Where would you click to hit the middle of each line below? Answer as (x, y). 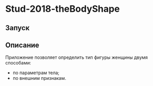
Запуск (17, 28)
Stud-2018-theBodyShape (63, 9)
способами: (18, 63)
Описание (22, 45)
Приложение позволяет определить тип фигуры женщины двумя (77, 57)
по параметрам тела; (36, 73)
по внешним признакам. (39, 78)
